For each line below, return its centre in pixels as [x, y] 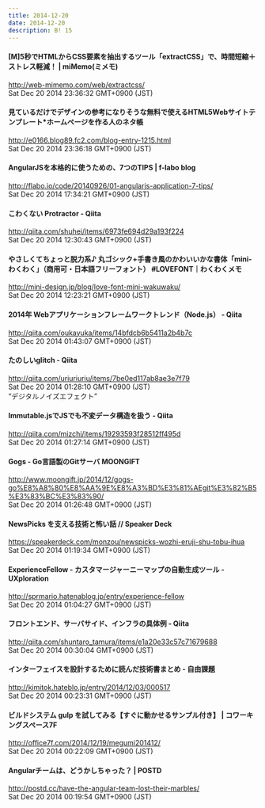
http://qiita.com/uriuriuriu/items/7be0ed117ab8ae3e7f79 [99, 378]
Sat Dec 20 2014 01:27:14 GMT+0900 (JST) [79, 442]
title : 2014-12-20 [38, 15]
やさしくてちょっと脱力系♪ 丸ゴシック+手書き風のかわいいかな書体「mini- [130, 259]
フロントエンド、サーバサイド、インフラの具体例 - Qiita [99, 623]
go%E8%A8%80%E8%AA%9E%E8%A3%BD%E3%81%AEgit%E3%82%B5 [132, 488]
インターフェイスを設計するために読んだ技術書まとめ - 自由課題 [112, 669]
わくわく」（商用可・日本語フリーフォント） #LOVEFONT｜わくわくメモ [125, 269]
